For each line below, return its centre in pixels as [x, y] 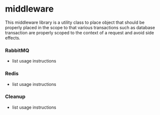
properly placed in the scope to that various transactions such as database [80, 27]
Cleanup [15, 97]
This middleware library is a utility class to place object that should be [75, 22]
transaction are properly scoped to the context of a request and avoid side [80, 33]
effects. [13, 38]
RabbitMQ [17, 50]
